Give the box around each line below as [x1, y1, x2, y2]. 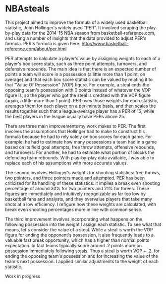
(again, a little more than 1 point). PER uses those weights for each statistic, [5, 97, 159, 103]
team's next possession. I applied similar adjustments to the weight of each [5, 258, 159, 264]
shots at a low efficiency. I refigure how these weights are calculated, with [5, 201, 157, 207]
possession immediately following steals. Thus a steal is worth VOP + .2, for [5, 248, 160, 254]
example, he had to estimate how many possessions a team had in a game [5, 139, 157, 144]
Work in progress [5, 273, 41, 279]
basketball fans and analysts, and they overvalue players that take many [5, 196, 153, 202]
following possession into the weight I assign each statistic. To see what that [5, 221, 162, 227]
